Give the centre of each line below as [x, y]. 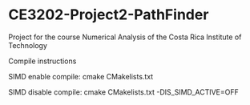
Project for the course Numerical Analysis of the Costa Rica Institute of [125, 37]
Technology [28, 45]
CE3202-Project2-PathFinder [109, 15]
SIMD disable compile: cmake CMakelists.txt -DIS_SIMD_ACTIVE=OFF [123, 92]
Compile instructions [42, 61]
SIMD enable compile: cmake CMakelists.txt [81, 76]
